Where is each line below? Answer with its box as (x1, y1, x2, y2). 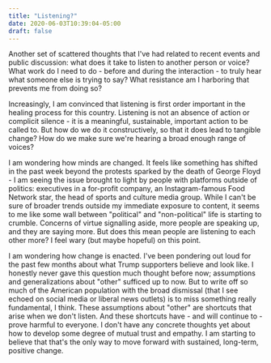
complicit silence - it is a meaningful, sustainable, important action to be (8, 117, 248, 126)
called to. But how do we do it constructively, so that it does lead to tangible (8, 125, 261, 135)
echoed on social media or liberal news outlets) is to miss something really (8, 294, 256, 304)
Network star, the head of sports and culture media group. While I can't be (8, 192, 256, 203)
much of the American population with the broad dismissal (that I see (8, 285, 239, 296)
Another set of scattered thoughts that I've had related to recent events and (8, 49, 260, 59)
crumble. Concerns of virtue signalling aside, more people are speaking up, (8, 218, 260, 228)
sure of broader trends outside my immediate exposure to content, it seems (8, 201, 260, 211)
